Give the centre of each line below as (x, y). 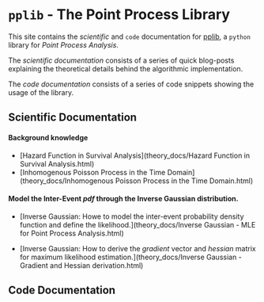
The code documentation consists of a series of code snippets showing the (131, 84)
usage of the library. (41, 92)
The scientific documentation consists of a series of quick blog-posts (121, 60)
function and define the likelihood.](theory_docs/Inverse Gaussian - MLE (138, 224)
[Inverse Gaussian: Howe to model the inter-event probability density (132, 216)
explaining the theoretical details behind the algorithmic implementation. (126, 68)
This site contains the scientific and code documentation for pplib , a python (130, 36)
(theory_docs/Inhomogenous (66, 181)
